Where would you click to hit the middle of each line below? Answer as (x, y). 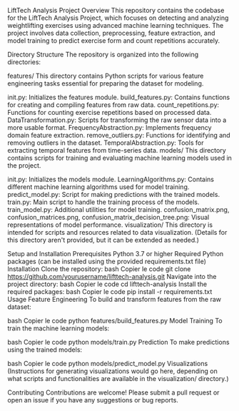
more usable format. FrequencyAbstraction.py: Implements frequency (110, 127)
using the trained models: (45, 350)
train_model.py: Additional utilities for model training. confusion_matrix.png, (118, 209)
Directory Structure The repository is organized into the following (103, 54)
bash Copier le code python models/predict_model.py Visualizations (108, 364)
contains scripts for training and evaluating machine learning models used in (119, 158)
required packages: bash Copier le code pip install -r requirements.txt (110, 291)
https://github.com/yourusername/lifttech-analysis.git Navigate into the (112, 276)
